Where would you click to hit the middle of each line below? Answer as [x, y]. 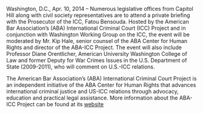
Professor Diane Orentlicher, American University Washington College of [97, 54]
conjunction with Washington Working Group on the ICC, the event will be [98, 35]
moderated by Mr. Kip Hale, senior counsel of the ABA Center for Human [97, 41]
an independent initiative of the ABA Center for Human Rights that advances [101, 85]
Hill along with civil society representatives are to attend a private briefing [98, 15]
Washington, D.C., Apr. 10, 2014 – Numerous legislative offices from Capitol [100, 9]
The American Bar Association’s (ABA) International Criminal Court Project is [101, 79]
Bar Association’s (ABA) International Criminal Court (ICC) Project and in [96, 28]
